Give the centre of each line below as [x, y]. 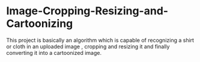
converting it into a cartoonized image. [54, 52]
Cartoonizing [40, 24]
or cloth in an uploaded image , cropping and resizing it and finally [88, 46]
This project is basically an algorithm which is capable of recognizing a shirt [100, 40]
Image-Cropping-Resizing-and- [87, 11]
